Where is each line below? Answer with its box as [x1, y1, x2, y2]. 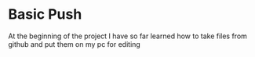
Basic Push [8, 5, 82, 23]
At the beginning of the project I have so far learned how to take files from [8, 31, 247, 41]
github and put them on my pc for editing [8, 39, 141, 48]
